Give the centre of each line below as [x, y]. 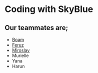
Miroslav [21, 50]
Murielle [20, 55]
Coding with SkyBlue [49, 9]
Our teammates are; [36, 28]
